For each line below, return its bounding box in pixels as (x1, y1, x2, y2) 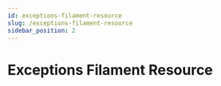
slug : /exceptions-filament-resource (7, 19, 133, 27)
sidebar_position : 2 (7, 26, 77, 34)
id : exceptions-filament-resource (7, 11, 123, 20)
